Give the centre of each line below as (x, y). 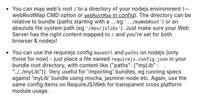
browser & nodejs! (34, 41)
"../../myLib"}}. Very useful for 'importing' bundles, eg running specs (97, 71)
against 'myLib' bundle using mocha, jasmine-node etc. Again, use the (99, 78)
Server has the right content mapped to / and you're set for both (92, 34)
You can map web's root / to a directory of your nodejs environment (96, 9)
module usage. (30, 91)
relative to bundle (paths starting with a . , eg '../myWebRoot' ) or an (95, 21)
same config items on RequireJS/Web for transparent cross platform (97, 84)
